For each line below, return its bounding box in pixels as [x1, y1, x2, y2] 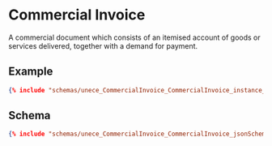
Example [8, 65, 53, 79]
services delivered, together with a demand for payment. [8, 41, 198, 50]
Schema [8, 109, 51, 122]
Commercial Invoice [8, 6, 146, 24]
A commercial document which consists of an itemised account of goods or [8, 32, 261, 42]
